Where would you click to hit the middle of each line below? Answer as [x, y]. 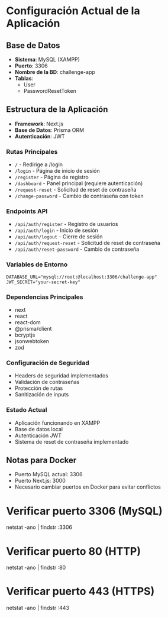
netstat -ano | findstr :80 [36, 568]
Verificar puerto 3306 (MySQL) [84, 511]
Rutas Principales [32, 151]
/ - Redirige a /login [39, 164]
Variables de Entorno [37, 264]
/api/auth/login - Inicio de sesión [56, 230]
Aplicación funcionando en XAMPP [57, 423]
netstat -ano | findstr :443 [38, 608]
